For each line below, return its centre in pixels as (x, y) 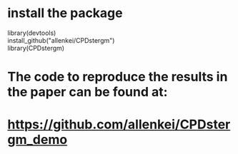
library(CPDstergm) (36, 48)
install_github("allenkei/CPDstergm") (61, 40)
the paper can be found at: (88, 92)
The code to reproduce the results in (118, 77)
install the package (65, 13)
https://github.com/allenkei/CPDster (119, 124)
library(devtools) (32, 33)
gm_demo (38, 140)
